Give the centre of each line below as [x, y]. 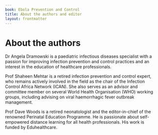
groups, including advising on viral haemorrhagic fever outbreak [70, 97]
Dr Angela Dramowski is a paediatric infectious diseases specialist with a [79, 56]
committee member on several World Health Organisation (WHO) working [79, 92]
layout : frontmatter [26, 19]
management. [19, 102]
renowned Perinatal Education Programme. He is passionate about [72, 117]
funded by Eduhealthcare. [31, 127]
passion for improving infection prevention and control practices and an [77, 62]
